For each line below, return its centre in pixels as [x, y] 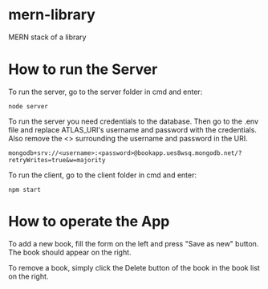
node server [28, 106]
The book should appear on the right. [70, 252]
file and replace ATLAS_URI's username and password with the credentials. [132, 129]
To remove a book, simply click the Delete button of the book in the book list [134, 267]
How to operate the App [89, 222]
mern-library [52, 15]
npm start [25, 189]
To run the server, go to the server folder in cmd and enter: [106, 92]
